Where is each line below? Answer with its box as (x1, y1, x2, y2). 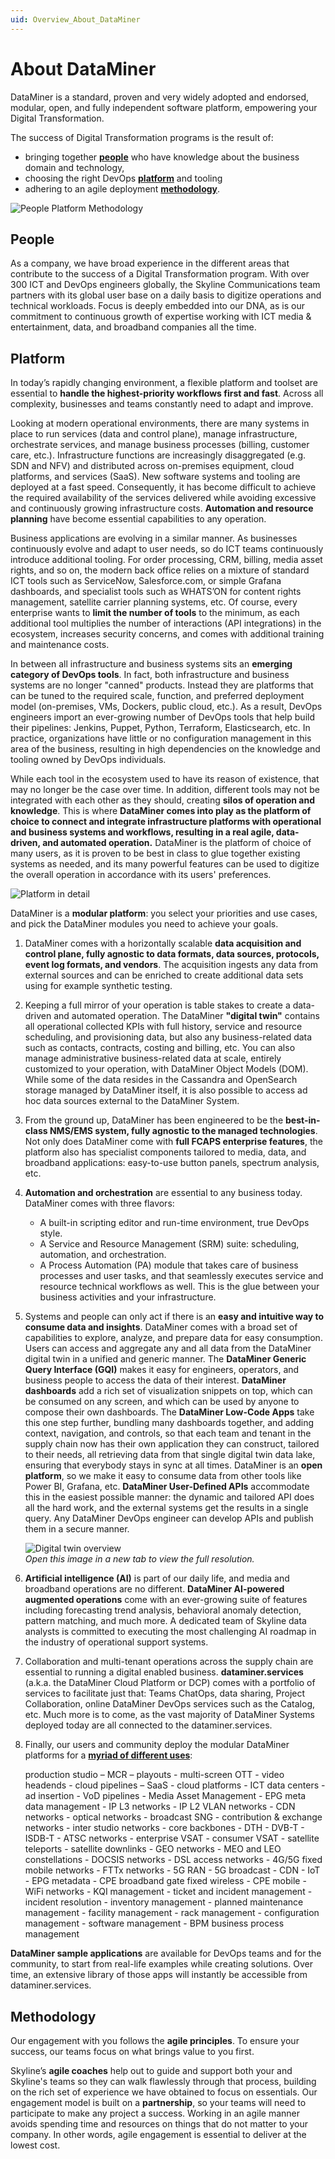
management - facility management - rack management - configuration (24, 1907, 320, 1919)
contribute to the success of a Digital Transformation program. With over (10, 268, 310, 280)
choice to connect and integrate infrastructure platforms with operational (10, 816, 322, 828)
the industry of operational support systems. (24, 1636, 209, 1648)
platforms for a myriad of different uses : (24, 1749, 193, 1761)
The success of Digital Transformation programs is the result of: (10, 131, 274, 143)
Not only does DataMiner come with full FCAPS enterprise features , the (24, 1136, 323, 1148)
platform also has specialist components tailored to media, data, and (24, 1146, 307, 1158)
